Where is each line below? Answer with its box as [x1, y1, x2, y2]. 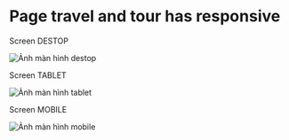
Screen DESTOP [9, 35, 69, 46]
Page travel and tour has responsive [9, 6, 281, 27]
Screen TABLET [9, 69, 67, 81]
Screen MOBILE [9, 104, 68, 114]
